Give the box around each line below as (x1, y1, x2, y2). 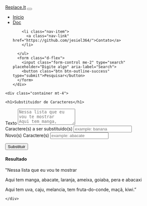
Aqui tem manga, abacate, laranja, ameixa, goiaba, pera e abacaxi (5, 177, 142, 183)
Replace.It (5, 5, 26, 10)
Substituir (8, 144, 26, 149)
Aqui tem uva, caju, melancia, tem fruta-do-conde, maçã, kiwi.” (5, 186, 137, 193)
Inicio (12, 14, 24, 20)
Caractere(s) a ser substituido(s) (5, 126, 73, 131)
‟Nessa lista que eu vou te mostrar (5, 167, 77, 173)
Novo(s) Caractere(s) (5, 132, 49, 138)
